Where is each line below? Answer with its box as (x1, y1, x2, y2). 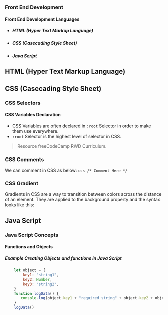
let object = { (14, 268, 46, 273)
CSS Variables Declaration (5, 112, 61, 118)
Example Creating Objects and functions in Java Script (5, 255, 122, 261)
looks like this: (5, 202, 35, 208)
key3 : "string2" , (23, 282, 59, 287)
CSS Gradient (5, 180, 39, 187)
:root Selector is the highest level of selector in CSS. (12, 133, 121, 139)
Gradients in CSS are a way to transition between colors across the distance (5, 191, 162, 197)
